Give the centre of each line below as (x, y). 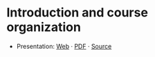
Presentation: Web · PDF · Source (64, 46)
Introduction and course (77, 13)
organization (44, 27)
